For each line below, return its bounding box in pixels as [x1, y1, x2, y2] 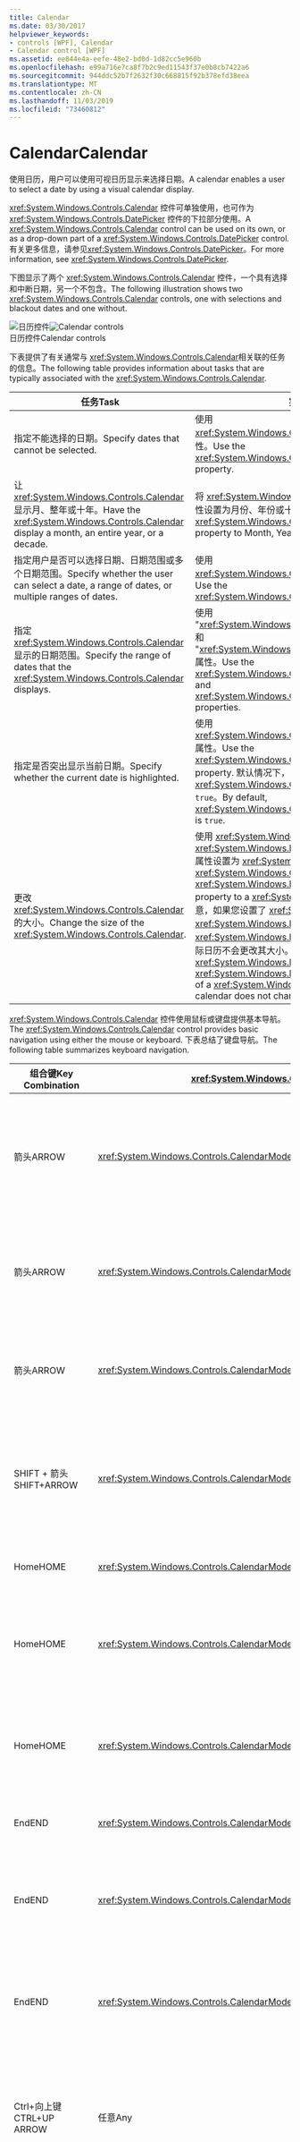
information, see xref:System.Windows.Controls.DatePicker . [9, 254, 229, 265]
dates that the [13, 661, 72, 674]
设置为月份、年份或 [204, 504, 285, 516]
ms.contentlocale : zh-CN [9, 88, 102, 97]
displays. [13, 684, 52, 696]
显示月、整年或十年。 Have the [13, 504, 141, 516]
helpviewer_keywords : [9, 30, 90, 38]
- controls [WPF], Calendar [9, 38, 114, 47]
